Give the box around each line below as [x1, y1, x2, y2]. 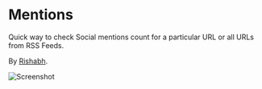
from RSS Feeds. [8, 40, 64, 50]
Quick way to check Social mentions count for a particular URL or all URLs [8, 32, 254, 42]
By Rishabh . [8, 56, 48, 66]
